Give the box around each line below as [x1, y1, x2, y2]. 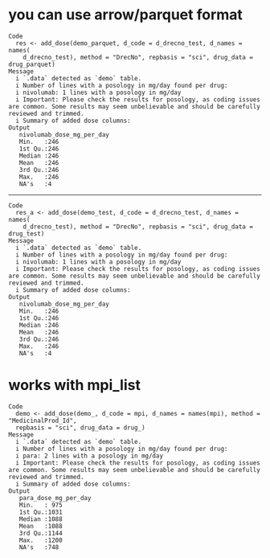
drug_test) [8, 229, 45, 238]
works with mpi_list [8, 376, 141, 395]
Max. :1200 [18, 536, 63, 544]
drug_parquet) [8, 60, 56, 68]
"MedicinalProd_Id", [8, 416, 78, 425]
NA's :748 [18, 543, 59, 552]
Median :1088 [18, 515, 63, 523]
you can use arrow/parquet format [8, 6, 243, 24]
